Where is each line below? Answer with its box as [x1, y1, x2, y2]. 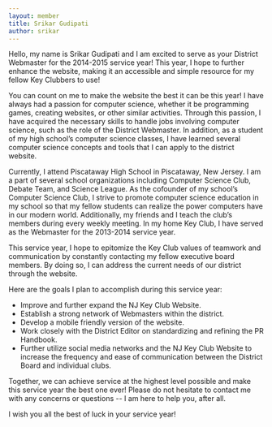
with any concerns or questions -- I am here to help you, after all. [8, 394, 226, 403]
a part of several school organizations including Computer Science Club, [8, 175, 252, 185]
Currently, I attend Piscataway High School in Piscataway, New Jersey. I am [8, 167, 261, 177]
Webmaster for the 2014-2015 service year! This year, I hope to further [8, 58, 245, 67]
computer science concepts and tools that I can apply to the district [8, 143, 235, 153]
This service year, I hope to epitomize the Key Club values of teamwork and [8, 243, 261, 252]
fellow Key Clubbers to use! [8, 75, 101, 85]
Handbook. [19, 334, 58, 345]
